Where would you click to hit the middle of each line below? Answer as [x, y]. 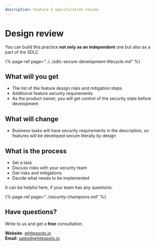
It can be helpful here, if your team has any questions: [59, 187]
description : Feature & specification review [52, 9]
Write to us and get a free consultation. [44, 224]
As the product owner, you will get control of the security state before [81, 99]
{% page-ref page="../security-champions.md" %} [56, 197]
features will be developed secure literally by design [64, 136]
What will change [32, 119]
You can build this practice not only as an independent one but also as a [78, 47]
